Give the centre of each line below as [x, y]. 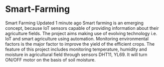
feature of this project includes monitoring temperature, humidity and [76, 49]
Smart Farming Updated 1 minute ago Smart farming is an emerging [74, 23]
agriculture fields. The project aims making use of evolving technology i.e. [81, 33]
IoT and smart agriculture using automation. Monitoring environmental [77, 39]
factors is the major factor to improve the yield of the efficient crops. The [80, 44]
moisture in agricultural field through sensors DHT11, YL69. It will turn [76, 54]
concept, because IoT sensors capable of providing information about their [82, 28]
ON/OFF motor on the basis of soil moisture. [50, 60]
